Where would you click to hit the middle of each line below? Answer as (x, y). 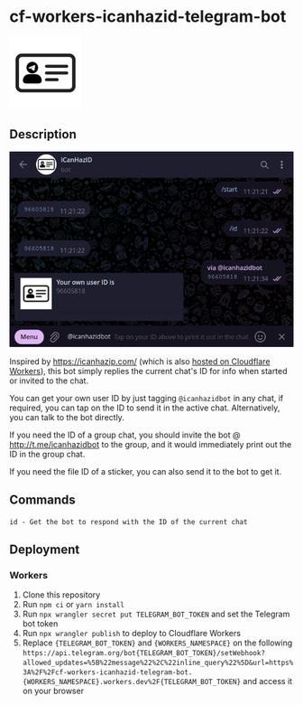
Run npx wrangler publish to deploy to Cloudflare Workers (132, 634)
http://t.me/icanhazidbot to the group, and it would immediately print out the (151, 444)
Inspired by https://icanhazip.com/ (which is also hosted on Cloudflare (140, 361)
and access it (268, 681)
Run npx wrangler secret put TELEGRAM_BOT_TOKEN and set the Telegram (156, 614)
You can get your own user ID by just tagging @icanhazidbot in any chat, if (147, 398)
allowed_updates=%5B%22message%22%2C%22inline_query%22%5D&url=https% (158, 663)
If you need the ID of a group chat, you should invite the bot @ (125, 435)
